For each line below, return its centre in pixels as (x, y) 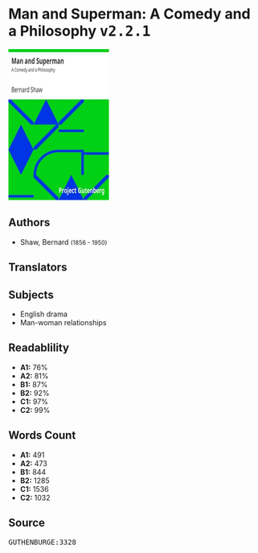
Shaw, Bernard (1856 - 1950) (63, 241)
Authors (29, 223)
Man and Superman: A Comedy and (129, 14)
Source (27, 523)
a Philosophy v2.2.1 (80, 31)
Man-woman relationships (63, 322)
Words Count (42, 435)
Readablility (39, 348)
